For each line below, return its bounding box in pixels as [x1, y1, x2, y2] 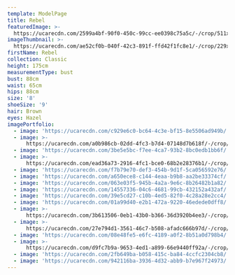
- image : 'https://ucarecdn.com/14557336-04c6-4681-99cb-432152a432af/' [13, 186, 230, 193]
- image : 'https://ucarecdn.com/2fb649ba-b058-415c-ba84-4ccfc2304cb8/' [13, 251, 230, 258]
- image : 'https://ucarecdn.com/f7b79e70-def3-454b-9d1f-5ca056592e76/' [13, 166, 230, 174]
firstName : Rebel [7, 50, 58, 57]
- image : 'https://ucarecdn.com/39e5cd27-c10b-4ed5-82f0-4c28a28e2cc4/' [13, 192, 230, 199]
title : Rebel [7, 17, 45, 24]
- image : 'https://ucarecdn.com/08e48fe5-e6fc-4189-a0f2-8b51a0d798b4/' [13, 232, 230, 239]
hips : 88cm [7, 88, 39, 95]
